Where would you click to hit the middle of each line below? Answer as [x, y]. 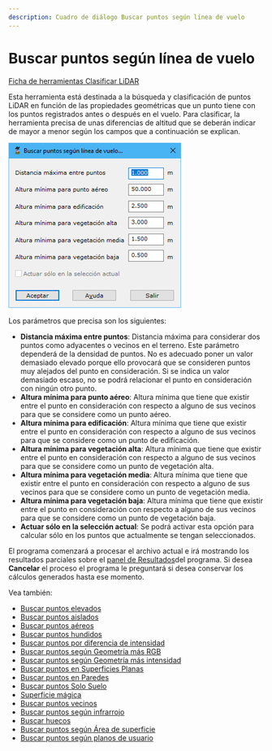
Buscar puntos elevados [60, 608]
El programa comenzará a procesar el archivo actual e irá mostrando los [129, 551]
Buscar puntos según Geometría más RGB [91, 651]
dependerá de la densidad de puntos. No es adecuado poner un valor [136, 354]
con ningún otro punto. [58, 388]
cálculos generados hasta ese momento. [76, 576]
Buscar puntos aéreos [57, 625]
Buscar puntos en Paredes [65, 677]
